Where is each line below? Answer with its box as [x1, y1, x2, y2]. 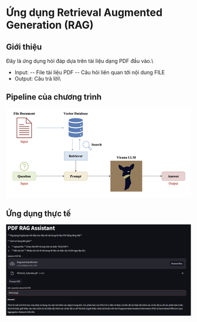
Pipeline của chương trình [6, 92, 102, 102]
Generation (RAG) [6, 18, 94, 32]
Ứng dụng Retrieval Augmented [6, 6, 163, 19]
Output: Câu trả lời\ [14, 75, 61, 82]
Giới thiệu [6, 42, 42, 52]
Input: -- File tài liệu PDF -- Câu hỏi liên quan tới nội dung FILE [14, 69, 165, 76]
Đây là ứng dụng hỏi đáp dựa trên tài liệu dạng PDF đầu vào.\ [6, 58, 154, 64]
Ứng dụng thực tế [6, 208, 72, 218]
